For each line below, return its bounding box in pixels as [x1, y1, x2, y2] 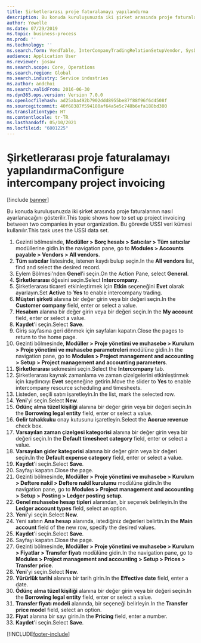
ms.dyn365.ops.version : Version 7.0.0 [7, 92, 103, 98]
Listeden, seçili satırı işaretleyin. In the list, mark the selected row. [15, 390, 175, 398]
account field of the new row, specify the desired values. [15, 524, 156, 531]
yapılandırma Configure [7, 164, 125, 177]
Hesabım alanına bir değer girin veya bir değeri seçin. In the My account [15, 308, 193, 315]
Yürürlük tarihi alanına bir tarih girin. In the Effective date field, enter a [15, 574, 188, 582]
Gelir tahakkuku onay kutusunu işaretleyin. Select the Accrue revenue [15, 416, 188, 423]
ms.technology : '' [7, 42, 52, 48]
